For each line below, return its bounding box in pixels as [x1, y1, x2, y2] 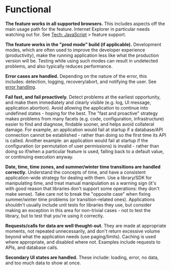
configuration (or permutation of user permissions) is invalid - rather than [5, 142, 159, 149]
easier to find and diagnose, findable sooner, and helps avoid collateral [5, 121, 155, 127]
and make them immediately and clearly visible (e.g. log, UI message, [5, 99, 152, 106]
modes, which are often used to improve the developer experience [5, 47, 145, 53]
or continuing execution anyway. [5, 154, 74, 160]
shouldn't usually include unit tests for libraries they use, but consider [5, 201, 152, 208]
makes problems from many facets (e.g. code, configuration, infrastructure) [5, 115, 164, 121]
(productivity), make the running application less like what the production [5, 52, 159, 58]
